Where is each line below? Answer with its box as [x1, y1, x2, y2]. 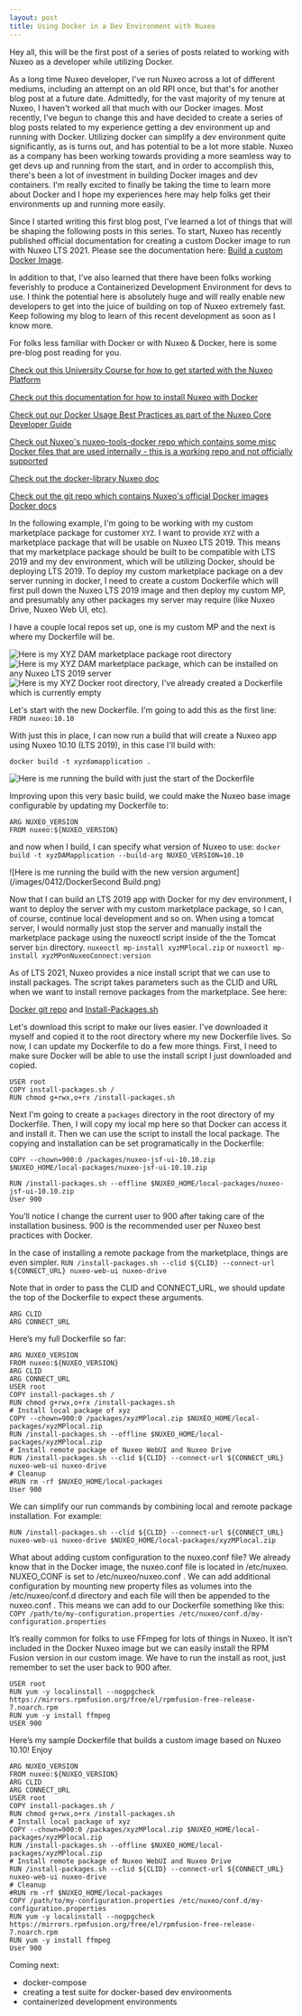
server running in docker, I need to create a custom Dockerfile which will [9, 575, 279, 586]
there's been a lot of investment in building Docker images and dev [9, 169, 259, 181]
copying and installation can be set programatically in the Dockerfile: [9, 1138, 264, 1149]
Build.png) [123, 876, 161, 886]
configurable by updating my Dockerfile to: [9, 800, 169, 811]
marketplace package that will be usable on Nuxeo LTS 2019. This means [9, 537, 281, 548]
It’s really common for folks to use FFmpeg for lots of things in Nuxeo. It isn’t [9, 1633, 293, 1644]
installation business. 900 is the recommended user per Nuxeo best [9, 1220, 261, 1231]
